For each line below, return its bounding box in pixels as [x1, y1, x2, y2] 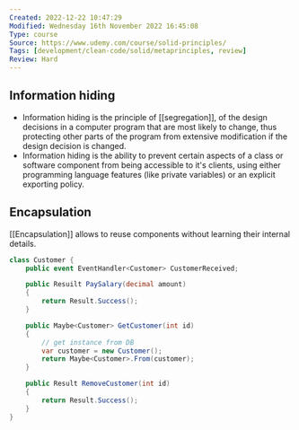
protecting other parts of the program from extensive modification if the [22, 131, 288, 142]
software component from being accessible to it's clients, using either [22, 159, 281, 171]
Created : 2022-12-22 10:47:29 [9, 13, 123, 22]
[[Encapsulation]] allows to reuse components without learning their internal [9, 228, 290, 239]
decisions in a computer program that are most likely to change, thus [22, 121, 277, 132]
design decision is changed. [22, 140, 128, 151]
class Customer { [9, 255, 75, 265]
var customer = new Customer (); [41, 347, 163, 355]
